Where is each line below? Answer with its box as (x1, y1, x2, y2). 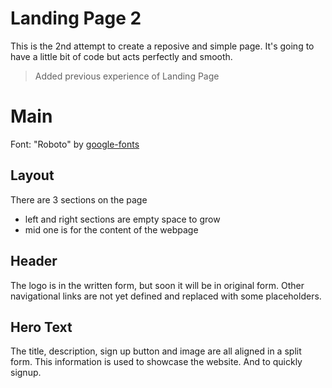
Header (10, 253, 58, 270)
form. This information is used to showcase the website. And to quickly (10, 356, 303, 368)
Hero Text (10, 318, 73, 336)
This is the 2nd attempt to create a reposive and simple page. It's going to (10, 40, 315, 52)
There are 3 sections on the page (10, 193, 148, 206)
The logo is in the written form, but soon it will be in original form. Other (10, 279, 305, 291)
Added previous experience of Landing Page (34, 70, 220, 82)
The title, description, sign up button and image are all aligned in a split (10, 345, 302, 357)
